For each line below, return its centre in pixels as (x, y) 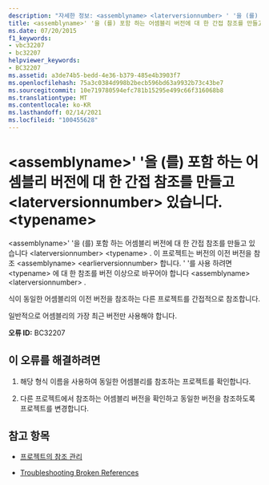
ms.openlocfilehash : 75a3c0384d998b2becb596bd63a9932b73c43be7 (116, 83)
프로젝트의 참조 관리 (51, 457)
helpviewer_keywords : (44, 61)
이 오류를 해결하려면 (54, 360)
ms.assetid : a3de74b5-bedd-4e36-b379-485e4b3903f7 (94, 75)
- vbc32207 (26, 46)
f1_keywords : (30, 38)
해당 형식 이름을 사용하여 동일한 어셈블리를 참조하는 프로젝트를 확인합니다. (135, 381)
